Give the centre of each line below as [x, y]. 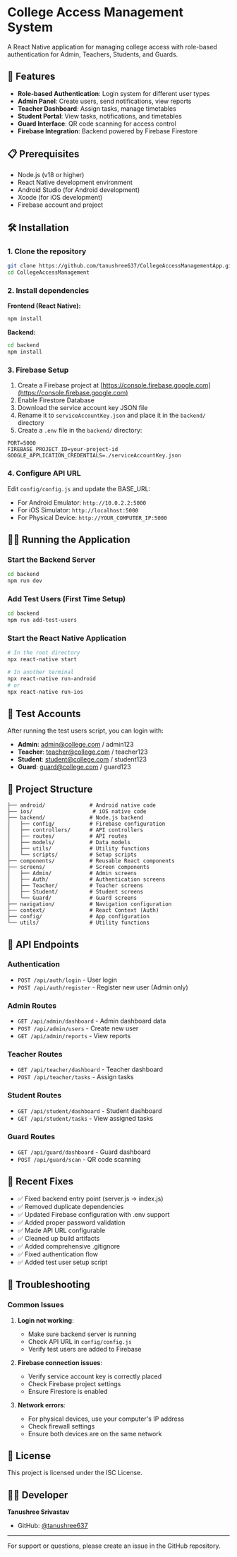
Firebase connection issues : [60, 1362]
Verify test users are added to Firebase [85, 1349]
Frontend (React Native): [44, 306]
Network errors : [41, 1405]
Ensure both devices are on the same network [95, 1433]
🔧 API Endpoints [43, 944]
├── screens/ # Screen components [79, 867]
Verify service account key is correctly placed [95, 1376]
